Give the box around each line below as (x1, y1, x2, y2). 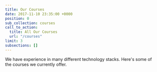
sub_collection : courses (5, 20, 55, 26)
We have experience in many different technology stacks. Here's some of (5, 56, 152, 62)
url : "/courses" (9, 34, 42, 39)
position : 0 (5, 16, 29, 21)
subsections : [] (5, 43, 38, 48)
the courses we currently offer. (5, 61, 67, 67)
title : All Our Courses (9, 29, 57, 34)
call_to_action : (5, 25, 38, 30)
